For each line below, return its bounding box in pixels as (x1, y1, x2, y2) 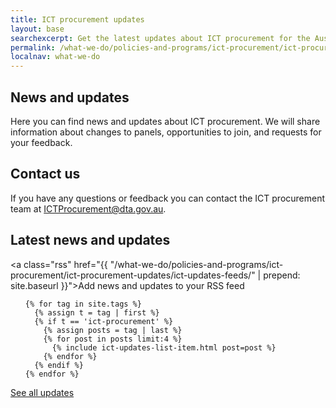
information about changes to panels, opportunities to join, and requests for (10, 126, 322, 138)
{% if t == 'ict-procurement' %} (34, 316, 174, 326)
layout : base (10, 24, 65, 34)
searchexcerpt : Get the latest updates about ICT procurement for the (10, 33, 311, 43)
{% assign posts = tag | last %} (43, 325, 183, 335)
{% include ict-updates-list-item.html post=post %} (51, 342, 277, 353)
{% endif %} (34, 360, 84, 370)
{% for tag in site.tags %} (24, 299, 142, 309)
